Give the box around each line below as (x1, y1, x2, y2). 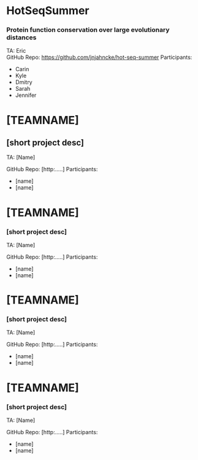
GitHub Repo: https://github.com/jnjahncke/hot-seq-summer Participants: (6, 53, 192, 61)
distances (6, 33, 37, 42)
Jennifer (15, 91, 37, 99)
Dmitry (15, 79, 32, 86)
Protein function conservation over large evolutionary (6, 26, 170, 34)
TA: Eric (6, 47, 26, 55)
